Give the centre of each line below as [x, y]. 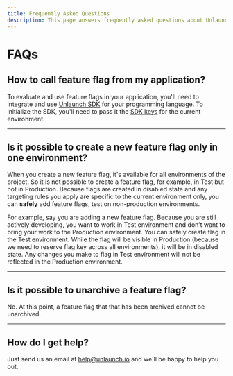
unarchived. [24, 314]
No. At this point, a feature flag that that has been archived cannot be [106, 307]
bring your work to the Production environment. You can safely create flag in [116, 232]
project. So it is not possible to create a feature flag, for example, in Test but [115, 182]
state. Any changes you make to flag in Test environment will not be [104, 255]
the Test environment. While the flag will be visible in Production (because [113, 239]
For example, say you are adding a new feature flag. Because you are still [112, 217]
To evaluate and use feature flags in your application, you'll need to [103, 96]
